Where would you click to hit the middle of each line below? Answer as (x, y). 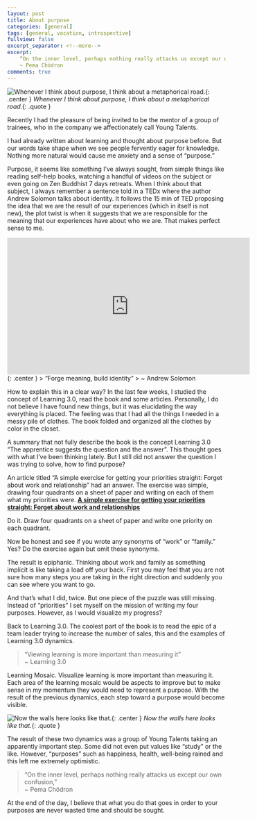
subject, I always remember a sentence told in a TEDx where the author (109, 191)
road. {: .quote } (29, 106)
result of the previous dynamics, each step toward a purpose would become (116, 697)
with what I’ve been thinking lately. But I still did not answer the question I (112, 456)
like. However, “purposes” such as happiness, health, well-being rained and (115, 754)
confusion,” (41, 781)
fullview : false (30, 40)
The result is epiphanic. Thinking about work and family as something (106, 562)
